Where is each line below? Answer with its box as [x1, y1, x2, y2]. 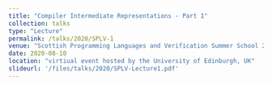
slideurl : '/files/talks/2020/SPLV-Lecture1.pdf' [8, 65, 180, 73]
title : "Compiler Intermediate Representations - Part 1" [8, 11, 208, 20]
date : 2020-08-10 [8, 49, 67, 57]
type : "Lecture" [8, 27, 63, 35]
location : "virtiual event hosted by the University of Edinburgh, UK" [8, 57, 255, 66]
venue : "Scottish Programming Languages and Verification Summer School [8, 42, 259, 50]
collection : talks [8, 19, 70, 28]
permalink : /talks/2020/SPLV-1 [8, 34, 114, 43]
